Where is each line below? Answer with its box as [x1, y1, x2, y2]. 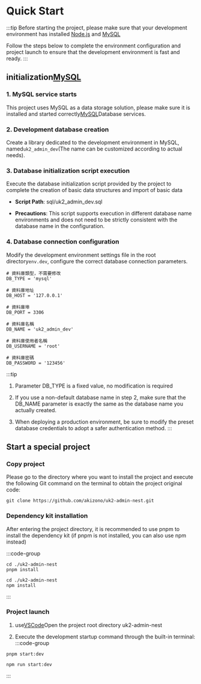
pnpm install [6, 566, 39, 572]
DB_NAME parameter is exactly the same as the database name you [14, 400, 184, 407]
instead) [6, 538, 27, 545]
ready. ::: [6, 55, 28, 62]
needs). [6, 151, 25, 158]
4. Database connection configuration [6, 238, 119, 246]
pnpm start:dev [6, 651, 44, 657]
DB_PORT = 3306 [6, 309, 44, 316]
